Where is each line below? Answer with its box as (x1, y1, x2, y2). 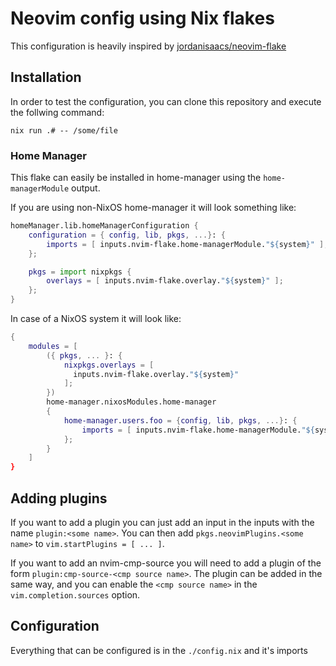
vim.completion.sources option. (10, 588, 141, 601)
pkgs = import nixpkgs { (28, 267, 132, 277)
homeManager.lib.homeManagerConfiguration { (10, 221, 199, 231)
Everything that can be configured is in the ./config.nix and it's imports (10, 644, 308, 656)
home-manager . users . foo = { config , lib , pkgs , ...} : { (63, 415, 298, 426)
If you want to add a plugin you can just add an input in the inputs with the (10, 516, 315, 528)
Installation (10, 69, 82, 86)
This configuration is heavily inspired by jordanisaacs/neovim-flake (10, 40, 287, 52)
